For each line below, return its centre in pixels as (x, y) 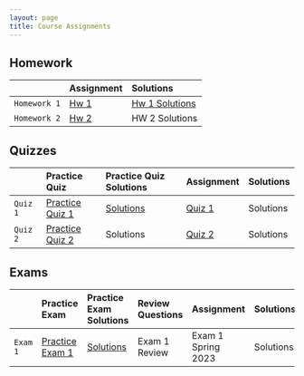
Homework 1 (37, 104)
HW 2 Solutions (164, 119)
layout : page (34, 18)
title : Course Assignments (60, 26)
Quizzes (33, 150)
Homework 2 (37, 118)
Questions (160, 314)
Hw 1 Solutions (163, 103)
